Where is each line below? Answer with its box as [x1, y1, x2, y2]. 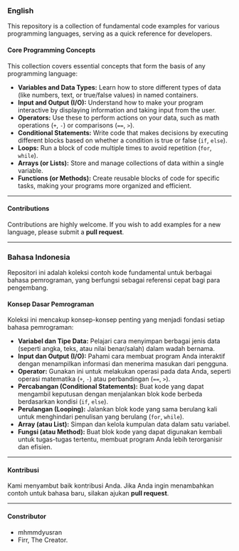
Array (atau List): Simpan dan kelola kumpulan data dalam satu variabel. [17, 420, 230, 429]
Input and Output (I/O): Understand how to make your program [17, 98, 204, 107]
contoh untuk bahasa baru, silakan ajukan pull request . [7, 489, 169, 498]
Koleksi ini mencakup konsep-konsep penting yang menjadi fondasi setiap [7, 315, 225, 324]
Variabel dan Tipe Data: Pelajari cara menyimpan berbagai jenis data [17, 337, 221, 345]
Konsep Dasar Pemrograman [7, 300, 95, 308]
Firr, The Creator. [17, 535, 68, 544]
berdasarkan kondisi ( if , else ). [17, 397, 109, 406]
